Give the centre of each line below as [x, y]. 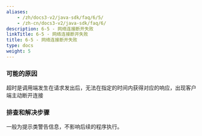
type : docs [20, 46]
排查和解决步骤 [28, 112]
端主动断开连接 [25, 96]
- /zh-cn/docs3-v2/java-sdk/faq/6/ [62, 23]
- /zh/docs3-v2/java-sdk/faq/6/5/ [60, 18]
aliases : [17, 12]
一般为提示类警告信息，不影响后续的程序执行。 [64, 127]
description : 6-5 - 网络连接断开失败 [50, 29]
